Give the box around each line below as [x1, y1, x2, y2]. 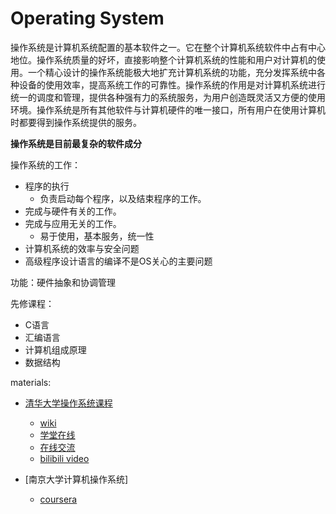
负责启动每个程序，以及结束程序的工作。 [39, 192, 207, 204]
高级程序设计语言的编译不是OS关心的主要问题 [24, 255, 213, 267]
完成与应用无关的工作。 [24, 217, 122, 229]
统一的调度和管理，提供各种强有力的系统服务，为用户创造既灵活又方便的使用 [10, 91, 326, 103]
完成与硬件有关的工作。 [24, 205, 122, 217]
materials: [10, 376, 52, 388]
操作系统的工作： [10, 158, 81, 171]
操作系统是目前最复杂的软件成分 [10, 137, 142, 149]
